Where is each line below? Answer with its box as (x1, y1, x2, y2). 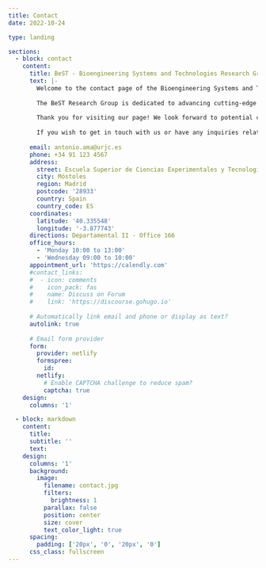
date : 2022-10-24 (8, 19, 66, 27)
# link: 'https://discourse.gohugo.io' (28, 298, 172, 306)
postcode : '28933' (36, 188, 97, 196)
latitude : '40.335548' (36, 217, 112, 225)
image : (36, 475, 59, 482)
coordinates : (28, 209, 73, 218)
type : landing (8, 33, 55, 41)
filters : (43, 489, 73, 497)
